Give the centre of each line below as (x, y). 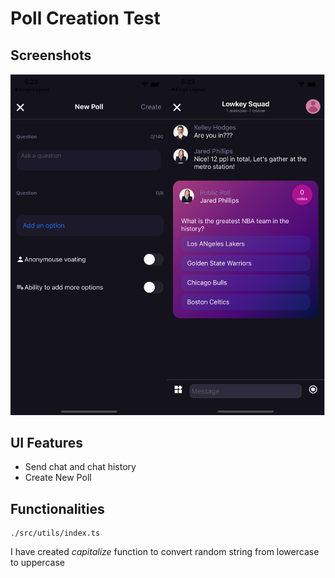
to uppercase (37, 563)
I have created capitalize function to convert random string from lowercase (165, 552)
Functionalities (57, 508)
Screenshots (51, 55)
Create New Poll (58, 478)
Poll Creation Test (85, 18)
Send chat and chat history (80, 467)
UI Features (46, 442)
